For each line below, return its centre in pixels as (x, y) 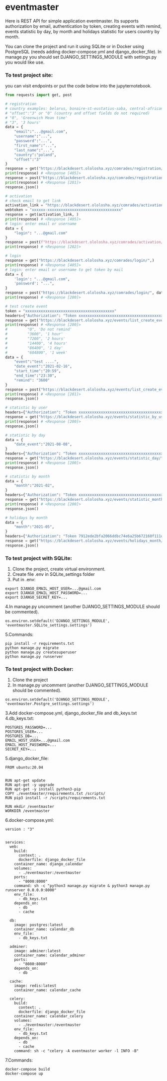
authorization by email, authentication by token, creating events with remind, (83, 26)
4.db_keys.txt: (20, 718)
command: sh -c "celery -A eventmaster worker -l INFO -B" (77, 1051)
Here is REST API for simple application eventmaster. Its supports (72, 21)
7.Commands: (19, 1060)
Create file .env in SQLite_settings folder (54, 574)
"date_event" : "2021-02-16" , (43, 367)
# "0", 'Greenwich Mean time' (37, 118)
